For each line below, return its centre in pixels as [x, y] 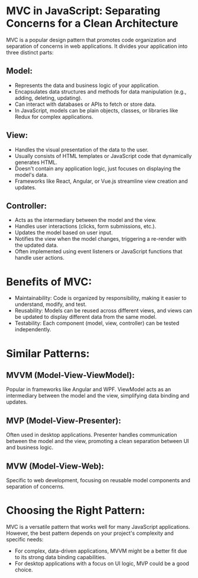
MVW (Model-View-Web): [55, 466]
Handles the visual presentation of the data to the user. [82, 150]
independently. [33, 330]
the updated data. [36, 245]
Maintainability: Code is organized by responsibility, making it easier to [100, 298]
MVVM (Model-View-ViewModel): [70, 375]
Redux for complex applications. [54, 117]
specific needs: [25, 539]
